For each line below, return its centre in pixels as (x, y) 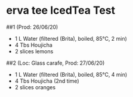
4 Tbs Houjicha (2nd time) (47, 81)
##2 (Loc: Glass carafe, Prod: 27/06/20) (55, 63)
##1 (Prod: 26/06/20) (32, 27)
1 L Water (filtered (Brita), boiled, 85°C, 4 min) (71, 74)
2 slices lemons (34, 51)
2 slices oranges (35, 87)
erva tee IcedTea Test (61, 10)
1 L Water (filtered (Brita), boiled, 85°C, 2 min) (71, 38)
